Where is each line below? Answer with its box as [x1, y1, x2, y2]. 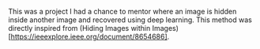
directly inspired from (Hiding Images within [8, 24, 151, 32]
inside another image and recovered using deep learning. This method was [8, 15, 253, 24]
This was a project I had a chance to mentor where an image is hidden [8, 7, 237, 16]
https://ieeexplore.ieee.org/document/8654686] [10, 32, 168, 41]
